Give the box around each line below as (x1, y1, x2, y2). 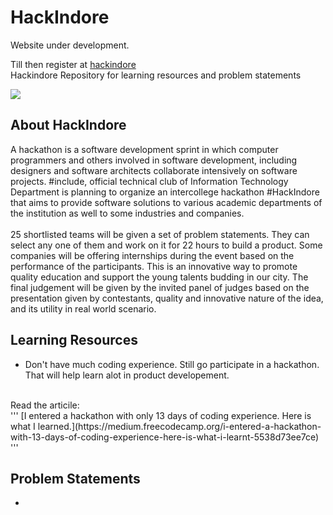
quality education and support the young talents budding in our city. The (10, 271, 309, 283)
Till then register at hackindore (10, 58, 137, 70)
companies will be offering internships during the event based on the (10, 249, 295, 261)
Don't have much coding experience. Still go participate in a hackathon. (24, 358, 320, 370)
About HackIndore (10, 117, 127, 134)
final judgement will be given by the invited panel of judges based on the (10, 281, 310, 293)
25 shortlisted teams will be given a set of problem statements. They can (10, 228, 310, 240)
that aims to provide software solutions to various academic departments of (10, 196, 323, 208)
